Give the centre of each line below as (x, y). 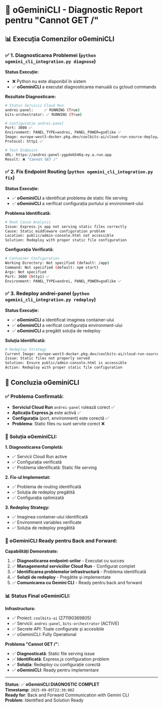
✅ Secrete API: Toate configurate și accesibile (58, 629)
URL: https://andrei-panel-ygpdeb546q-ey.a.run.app (58, 155)
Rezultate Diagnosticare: (31, 96)
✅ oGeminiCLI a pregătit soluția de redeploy (56, 330)
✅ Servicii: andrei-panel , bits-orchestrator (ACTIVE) (66, 623)
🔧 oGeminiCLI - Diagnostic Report (74, 10)
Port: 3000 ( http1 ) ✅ (27, 277)
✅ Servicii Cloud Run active (40, 457)
